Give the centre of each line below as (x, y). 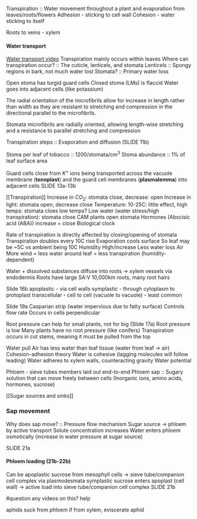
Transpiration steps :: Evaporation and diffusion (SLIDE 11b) (78, 142)
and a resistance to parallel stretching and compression (74, 131)
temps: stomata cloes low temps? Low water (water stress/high (83, 211)
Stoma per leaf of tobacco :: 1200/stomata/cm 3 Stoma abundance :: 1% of (96, 154)
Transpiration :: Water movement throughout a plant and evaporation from (96, 9)
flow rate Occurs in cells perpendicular (53, 313)
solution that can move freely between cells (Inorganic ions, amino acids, (95, 378)
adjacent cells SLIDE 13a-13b (41, 185)
